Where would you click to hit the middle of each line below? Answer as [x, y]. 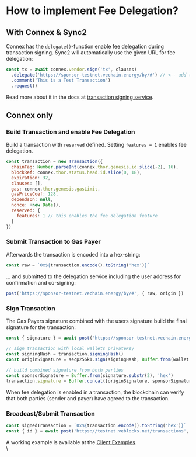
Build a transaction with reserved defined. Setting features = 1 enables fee [96, 145]
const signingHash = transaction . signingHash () [65, 354]
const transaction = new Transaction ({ [55, 162]
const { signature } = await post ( [49, 338]
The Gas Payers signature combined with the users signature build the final [96, 321]
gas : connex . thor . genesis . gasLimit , [56, 189]
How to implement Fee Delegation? [92, 11]
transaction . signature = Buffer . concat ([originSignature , [78, 381]
